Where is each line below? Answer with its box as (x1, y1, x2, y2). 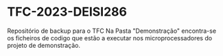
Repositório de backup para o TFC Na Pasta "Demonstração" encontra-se (7, 27, 217, 35)
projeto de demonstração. (7, 41, 81, 49)
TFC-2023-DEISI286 (7, 4, 127, 20)
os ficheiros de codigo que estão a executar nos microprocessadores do (7, 33, 213, 42)
